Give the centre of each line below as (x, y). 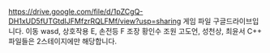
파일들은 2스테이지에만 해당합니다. (63, 41)
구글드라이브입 (236, 21)
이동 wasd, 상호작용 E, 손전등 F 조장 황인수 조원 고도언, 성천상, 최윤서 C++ (144, 31)
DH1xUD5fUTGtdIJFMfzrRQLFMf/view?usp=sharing (95, 21)
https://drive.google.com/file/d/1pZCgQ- (76, 12)
